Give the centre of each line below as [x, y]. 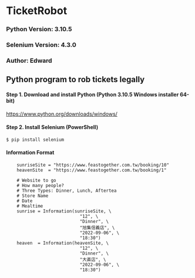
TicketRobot [37, 11]
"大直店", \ [93, 259]
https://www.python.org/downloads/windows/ [62, 114]
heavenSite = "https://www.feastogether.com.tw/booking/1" [92, 170]
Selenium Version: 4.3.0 [41, 45]
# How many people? [41, 185]
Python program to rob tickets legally [75, 79]
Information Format [30, 152]
